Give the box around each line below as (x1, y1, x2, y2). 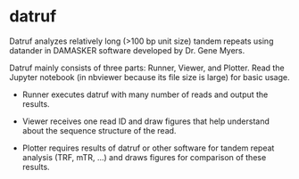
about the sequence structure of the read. (21, 125, 177, 135)
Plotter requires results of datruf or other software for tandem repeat (21, 142, 275, 153)
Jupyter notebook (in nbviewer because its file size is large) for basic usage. (9, 71, 290, 82)
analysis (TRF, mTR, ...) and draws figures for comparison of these (21, 151, 267, 162)
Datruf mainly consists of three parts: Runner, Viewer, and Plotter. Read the (9, 62, 285, 73)
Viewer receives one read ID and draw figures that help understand (21, 116, 270, 126)
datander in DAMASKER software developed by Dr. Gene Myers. (9, 45, 245, 55)
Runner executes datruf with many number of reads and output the (21, 89, 269, 100)
